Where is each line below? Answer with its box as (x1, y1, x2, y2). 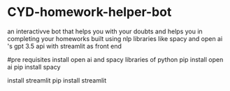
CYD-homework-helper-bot (7, 4, 172, 20)
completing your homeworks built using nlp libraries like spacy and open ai (7, 34, 223, 42)
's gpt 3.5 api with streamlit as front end (7, 42, 122, 50)
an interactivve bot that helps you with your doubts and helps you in (7, 27, 203, 35)
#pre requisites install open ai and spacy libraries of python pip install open (7, 55, 224, 63)
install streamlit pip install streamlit (7, 76, 107, 84)
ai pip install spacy (7, 63, 61, 71)
